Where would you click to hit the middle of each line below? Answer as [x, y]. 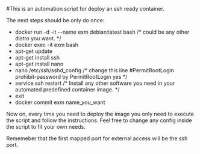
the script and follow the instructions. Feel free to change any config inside [99, 120]
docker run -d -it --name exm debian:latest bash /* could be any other [102, 32]
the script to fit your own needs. [46, 127]
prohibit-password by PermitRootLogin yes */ [71, 77]
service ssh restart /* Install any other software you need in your [95, 83]
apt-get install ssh [37, 57]
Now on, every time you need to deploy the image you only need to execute [100, 114]
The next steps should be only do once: [55, 20]
